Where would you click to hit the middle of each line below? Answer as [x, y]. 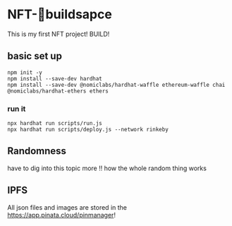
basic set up [35, 56]
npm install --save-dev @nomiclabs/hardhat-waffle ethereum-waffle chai [116, 85]
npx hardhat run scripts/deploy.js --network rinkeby [88, 130]
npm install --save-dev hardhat [55, 78]
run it [17, 109]
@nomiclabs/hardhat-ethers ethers [58, 91]
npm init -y [25, 72]
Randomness [37, 151]
